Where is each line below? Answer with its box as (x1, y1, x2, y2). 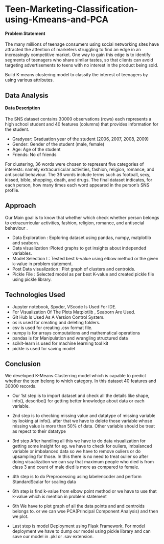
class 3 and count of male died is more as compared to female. (12, 464, 140, 470)
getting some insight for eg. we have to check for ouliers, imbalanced (12, 443, 152, 449)
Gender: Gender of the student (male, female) (12, 141, 105, 147)
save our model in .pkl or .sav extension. (12, 534, 94, 540)
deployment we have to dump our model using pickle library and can (12, 528, 151, 534)
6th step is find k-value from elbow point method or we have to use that (12, 488, 157, 494)
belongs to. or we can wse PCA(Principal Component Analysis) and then (12, 508, 158, 514)
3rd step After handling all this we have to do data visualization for (12, 438, 146, 444)
